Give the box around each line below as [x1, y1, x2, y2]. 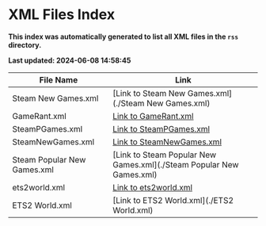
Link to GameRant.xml [112, 110, 194, 121]
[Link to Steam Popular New [112, 149, 217, 160]
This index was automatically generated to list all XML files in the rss [8, 32, 239, 41]
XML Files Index [8, 6, 116, 24]
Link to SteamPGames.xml [112, 123, 211, 134]
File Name [39, 74, 78, 85]
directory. [8, 40, 42, 49]
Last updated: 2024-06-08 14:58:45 [8, 56, 131, 65]
